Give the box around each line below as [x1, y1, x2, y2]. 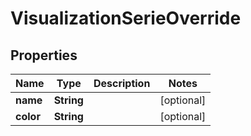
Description [93, 77, 151, 90]
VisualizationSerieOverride [10, 7, 242, 30]
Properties [10, 47, 78, 64]
